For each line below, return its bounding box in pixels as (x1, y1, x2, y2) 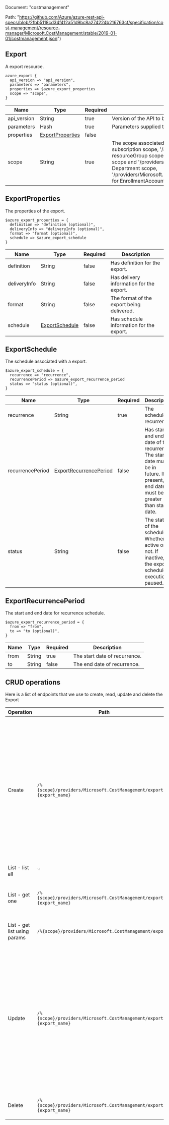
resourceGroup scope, (112, 152, 165, 159)
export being (110, 301, 141, 308)
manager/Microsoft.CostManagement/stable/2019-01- (5, 30, 117, 36)
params (8, 934, 26, 941)
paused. (144, 580, 164, 587)
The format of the (110, 295, 152, 302)
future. (144, 470, 160, 477)
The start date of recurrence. (73, 653, 142, 660)
